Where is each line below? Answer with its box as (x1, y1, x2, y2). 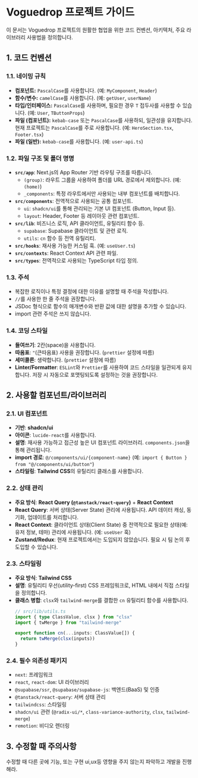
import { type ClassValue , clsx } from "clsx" (14, 614, 133, 620)
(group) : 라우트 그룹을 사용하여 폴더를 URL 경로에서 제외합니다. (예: (23, 176, 181, 183)
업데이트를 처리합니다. (27, 513, 79, 521)
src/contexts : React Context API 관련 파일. (14, 249, 118, 257)
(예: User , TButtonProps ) (27, 109, 85, 116)
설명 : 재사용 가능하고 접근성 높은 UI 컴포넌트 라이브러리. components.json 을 (14, 439, 190, 446)
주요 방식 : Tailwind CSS (14, 574, 72, 581)
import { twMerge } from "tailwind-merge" (14, 620, 122, 626)
